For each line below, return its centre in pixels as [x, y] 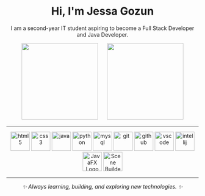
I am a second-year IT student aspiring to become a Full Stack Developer [103, 28]
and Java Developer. [103, 34]
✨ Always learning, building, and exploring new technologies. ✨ [103, 186]
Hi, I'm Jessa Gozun [103, 11]
